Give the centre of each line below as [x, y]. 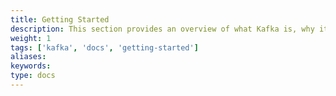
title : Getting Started [60, 19]
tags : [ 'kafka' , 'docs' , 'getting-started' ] [104, 47]
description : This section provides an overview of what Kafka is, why [162, 29]
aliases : [28, 57]
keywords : [31, 66]
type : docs [33, 76]
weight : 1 [31, 38]
